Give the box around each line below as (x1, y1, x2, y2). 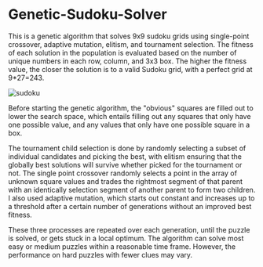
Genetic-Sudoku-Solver (8, 5, 167, 23)
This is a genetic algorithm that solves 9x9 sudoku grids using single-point (8, 31, 250, 41)
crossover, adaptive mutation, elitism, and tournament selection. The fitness (8, 39, 254, 49)
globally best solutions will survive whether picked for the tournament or (8, 160, 243, 169)
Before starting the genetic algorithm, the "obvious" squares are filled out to (8, 103, 254, 113)
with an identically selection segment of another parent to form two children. (8, 185, 256, 194)
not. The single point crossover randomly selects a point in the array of (8, 168, 238, 178)
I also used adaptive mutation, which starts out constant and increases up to (8, 193, 255, 203)
